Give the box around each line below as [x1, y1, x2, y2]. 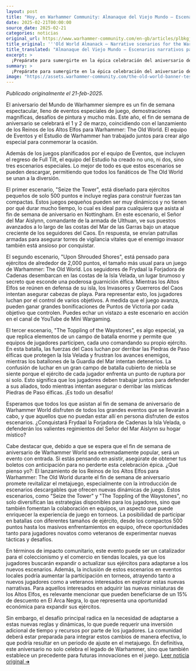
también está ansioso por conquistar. [6, 242, 95, 249]
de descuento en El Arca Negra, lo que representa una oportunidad [6, 597, 168, 604]
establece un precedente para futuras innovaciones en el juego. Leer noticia [6, 652, 190, 659]
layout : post [6, 8, 38, 15]
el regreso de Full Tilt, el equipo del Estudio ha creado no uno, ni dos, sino [6, 156, 184, 163]
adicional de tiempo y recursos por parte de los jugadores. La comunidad [6, 627, 183, 634]
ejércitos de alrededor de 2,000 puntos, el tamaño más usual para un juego [6, 260, 187, 267]
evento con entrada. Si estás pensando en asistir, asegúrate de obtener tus [6, 455, 187, 462]
